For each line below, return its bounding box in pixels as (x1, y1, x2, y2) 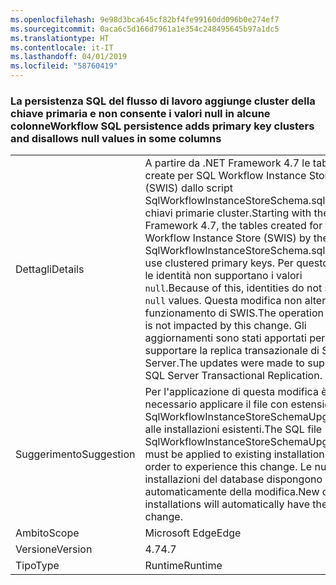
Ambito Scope (15, 526, 80, 540)
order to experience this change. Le (144, 460, 313, 474)
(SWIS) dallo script (144, 181, 233, 195)
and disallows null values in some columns (10, 131, 222, 145)
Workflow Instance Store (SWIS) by (144, 231, 312, 245)
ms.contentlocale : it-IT (10, 42, 114, 53)
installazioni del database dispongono (144, 472, 323, 486)
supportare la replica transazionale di (144, 344, 320, 358)
